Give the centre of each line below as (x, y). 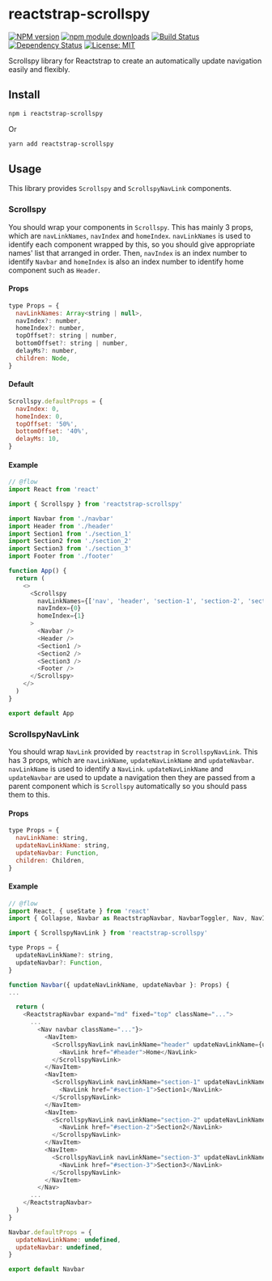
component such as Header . (54, 270)
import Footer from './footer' (61, 556)
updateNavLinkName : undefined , (68, 1240)
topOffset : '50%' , (47, 424)
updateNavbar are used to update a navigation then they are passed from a (132, 778)
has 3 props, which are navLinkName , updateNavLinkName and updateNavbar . (132, 761)
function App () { (38, 571)
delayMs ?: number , (47, 351)
